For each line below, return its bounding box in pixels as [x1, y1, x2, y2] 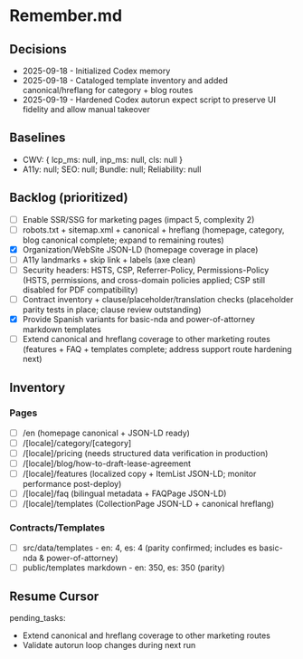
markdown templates [22, 324, 101, 335]
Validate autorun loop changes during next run [22, 640, 196, 651]
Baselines [9, 130, 66, 146]
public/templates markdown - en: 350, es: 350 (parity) [22, 562, 225, 573]
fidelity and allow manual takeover [22, 104, 151, 114]
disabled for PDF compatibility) [22, 284, 138, 295]
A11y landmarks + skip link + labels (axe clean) [22, 254, 196, 265]
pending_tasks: [9, 613, 66, 624]
